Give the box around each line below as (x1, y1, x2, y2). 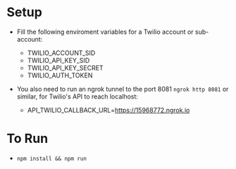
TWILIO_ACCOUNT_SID (27, 49, 96, 57)
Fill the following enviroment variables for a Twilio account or (16, 27, 194, 36)
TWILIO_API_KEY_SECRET (27, 63, 104, 72)
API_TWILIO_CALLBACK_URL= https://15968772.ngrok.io (27, 106, 190, 114)
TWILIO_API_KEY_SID (27, 56, 90, 64)
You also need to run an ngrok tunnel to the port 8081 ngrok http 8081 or (16, 84, 229, 93)
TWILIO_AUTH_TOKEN (27, 71, 93, 80)
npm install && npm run (16, 155, 87, 162)
